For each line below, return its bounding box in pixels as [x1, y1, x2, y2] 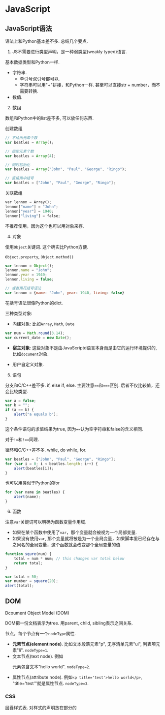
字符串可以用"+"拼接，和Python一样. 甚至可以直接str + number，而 [19, 82, 156, 88]
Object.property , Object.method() [5, 253, 74, 259]
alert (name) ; [14, 495, 41, 499]
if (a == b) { [5, 407, 34, 412]
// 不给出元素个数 [5, 135, 38, 140]
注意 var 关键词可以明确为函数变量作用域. [5, 519, 87, 525]
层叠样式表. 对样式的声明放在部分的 [5, 705, 77, 711]
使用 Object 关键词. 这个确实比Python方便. [5, 244, 89, 249]
